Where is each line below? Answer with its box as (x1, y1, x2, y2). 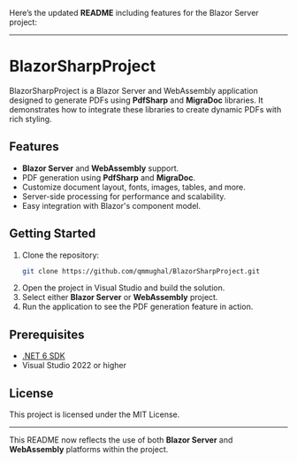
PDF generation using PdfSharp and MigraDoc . (21, 172, 196, 182)
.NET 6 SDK (21, 351, 65, 361)
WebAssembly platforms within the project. (9, 444, 169, 455)
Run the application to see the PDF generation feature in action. (21, 301, 254, 313)
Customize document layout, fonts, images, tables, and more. (21, 181, 246, 192)
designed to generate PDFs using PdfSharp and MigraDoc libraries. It (9, 95, 263, 105)
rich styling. (9, 113, 52, 124)
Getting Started (9, 226, 96, 242)
